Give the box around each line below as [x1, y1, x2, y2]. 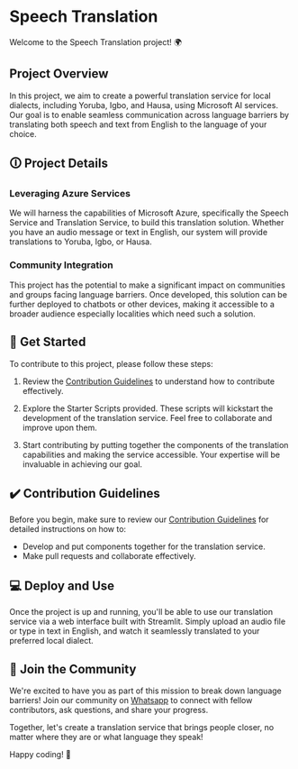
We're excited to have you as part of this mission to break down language [9, 685, 282, 696]
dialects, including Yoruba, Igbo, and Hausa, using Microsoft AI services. [9, 99, 279, 110]
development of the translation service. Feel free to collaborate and [22, 412, 273, 423]
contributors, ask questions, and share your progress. [9, 704, 209, 715]
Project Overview [9, 66, 109, 82]
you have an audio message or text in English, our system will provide [9, 227, 268, 238]
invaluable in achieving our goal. [22, 458, 142, 470]
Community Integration [9, 259, 114, 271]
